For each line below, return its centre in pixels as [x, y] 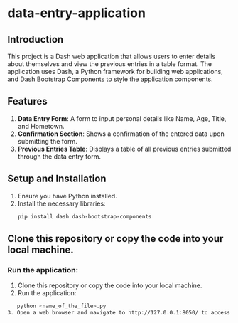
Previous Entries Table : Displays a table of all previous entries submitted [124, 149]
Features [27, 101]
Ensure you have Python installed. [67, 196]
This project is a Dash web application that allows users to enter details [112, 56]
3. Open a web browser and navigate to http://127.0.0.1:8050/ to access [119, 313]
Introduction [36, 39]
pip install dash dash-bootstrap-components [85, 216]
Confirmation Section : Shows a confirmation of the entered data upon [121, 134]
